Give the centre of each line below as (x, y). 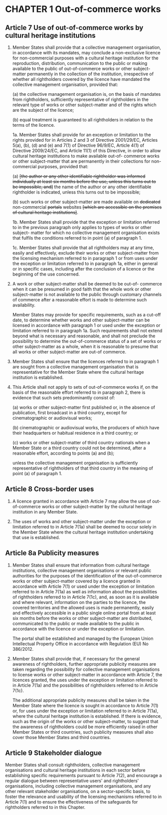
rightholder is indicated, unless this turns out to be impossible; (76, 192)
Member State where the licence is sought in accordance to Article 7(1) (85, 705)
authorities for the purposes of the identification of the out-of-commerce (87, 575)
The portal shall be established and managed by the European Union (83, 638)
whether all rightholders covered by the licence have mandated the (81, 79)
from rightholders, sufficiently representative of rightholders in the (80, 99)
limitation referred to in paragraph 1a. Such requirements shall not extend (87, 331)
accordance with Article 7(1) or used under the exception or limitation (83, 586)
